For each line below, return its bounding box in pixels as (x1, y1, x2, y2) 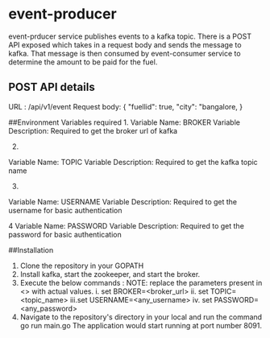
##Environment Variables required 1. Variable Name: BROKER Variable (8, 117, 240, 127)
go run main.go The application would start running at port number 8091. (19, 320, 262, 330)
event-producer (8, 5, 117, 23)
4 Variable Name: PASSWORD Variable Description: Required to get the (8, 221, 244, 230)
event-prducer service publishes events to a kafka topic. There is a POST (8, 31, 252, 41)
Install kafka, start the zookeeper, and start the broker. (19, 269, 201, 278)
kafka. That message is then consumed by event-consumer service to (8, 48, 241, 58)
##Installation (8, 245, 54, 254)
